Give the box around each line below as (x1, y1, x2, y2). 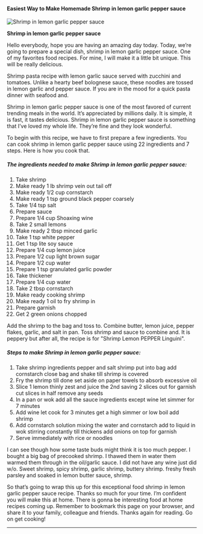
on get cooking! (7, 515, 46, 523)
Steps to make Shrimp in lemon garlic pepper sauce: (7, 348, 141, 356)
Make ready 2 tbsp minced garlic (15, 227, 98, 234)
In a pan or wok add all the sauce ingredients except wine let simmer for (15, 396, 195, 403)
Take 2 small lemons (15, 221, 67, 228)
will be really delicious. (7, 61, 64, 68)
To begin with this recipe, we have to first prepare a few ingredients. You (7, 134, 187, 142)
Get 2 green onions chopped (15, 310, 87, 318)
